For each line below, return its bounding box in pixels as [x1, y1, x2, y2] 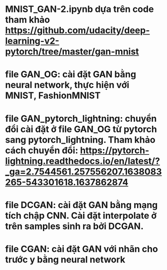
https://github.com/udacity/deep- [5, 25, 150, 36]
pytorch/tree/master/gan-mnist [5, 46, 139, 57]
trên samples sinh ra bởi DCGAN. [5, 221, 144, 232]
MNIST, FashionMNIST [5, 90, 101, 101]
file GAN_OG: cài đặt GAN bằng [5, 69, 136, 80]
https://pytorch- [80, 145, 150, 156]
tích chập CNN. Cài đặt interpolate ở [5, 210, 157, 221]
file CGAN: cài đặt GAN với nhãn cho [5, 243, 158, 255]
